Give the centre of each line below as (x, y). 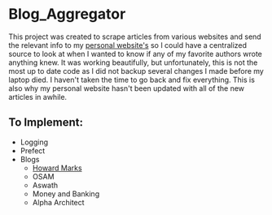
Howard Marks (57, 168)
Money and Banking (66, 193)
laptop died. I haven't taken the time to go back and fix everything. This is (132, 80)
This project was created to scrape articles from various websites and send (135, 37)
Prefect (33, 150)
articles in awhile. (38, 97)
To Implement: (46, 123)
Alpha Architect (58, 202)
